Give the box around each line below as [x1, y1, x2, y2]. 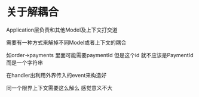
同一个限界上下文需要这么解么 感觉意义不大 [6, 84, 112, 91]
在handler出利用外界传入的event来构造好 [6, 71, 107, 79]
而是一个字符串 [6, 59, 43, 66]
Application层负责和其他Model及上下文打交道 [6, 26, 118, 33]
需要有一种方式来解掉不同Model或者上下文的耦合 [6, 39, 127, 46]
